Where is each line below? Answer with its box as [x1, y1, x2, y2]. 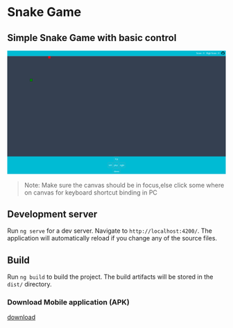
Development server [7, 208, 98, 220]
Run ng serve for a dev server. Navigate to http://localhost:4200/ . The [7, 227, 213, 235]
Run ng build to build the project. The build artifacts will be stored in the [7, 272, 214, 281]
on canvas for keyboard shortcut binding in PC [24, 188, 158, 197]
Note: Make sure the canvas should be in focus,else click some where [24, 181, 225, 189]
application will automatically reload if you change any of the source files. [7, 234, 217, 243]
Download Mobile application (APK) [7, 297, 130, 307]
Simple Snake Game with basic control [7, 32, 177, 44]
